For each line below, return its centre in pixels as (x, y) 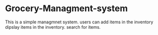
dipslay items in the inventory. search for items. (53, 27)
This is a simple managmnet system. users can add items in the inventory (79, 22)
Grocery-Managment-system (66, 9)
